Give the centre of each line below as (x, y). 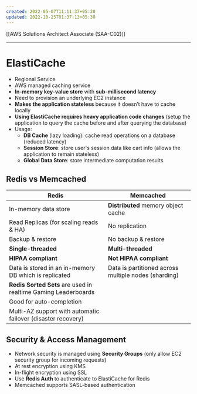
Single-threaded (33, 249)
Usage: (23, 129)
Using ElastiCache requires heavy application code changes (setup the (102, 117)
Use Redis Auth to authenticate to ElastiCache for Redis (82, 379)
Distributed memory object (145, 205)
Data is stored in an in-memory (52, 268)
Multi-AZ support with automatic (54, 311)
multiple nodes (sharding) (143, 275)
